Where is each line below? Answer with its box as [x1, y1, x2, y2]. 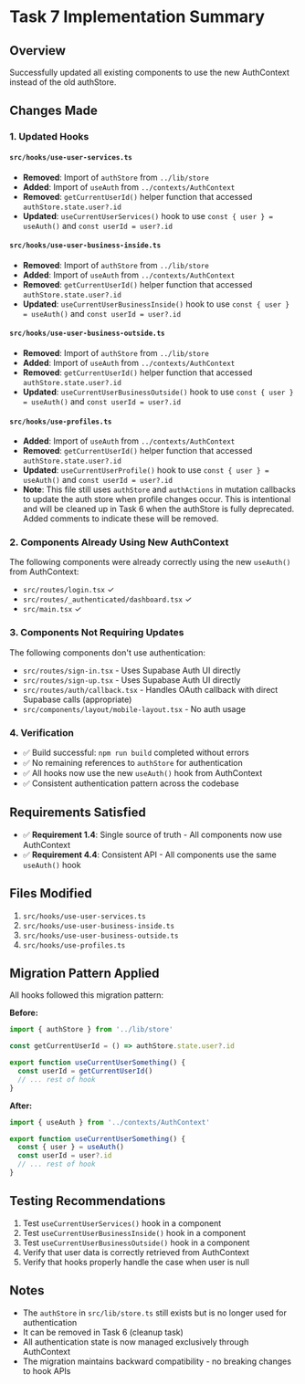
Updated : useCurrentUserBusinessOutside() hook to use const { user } [22, 386, 294, 397]
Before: [9, 1007, 38, 1019]
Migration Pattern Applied [9, 966, 160, 981]
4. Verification [9, 726, 75, 739]
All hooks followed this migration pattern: [9, 990, 164, 1001]
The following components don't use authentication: [9, 646, 206, 658]
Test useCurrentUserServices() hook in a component [22, 1217, 222, 1229]
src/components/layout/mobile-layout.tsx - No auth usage [22, 703, 247, 714]
